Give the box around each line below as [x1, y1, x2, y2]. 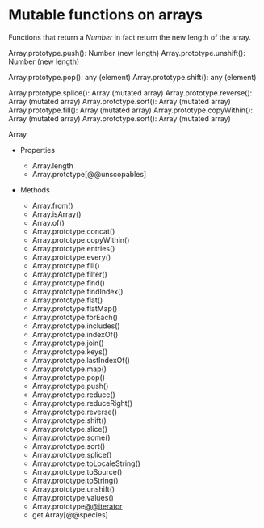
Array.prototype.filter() [31, 269, 107, 279]
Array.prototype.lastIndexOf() [31, 355, 131, 365]
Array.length [31, 160, 74, 171]
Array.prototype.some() [31, 433, 111, 442]
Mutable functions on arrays [8, 6, 203, 24]
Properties [19, 145, 55, 154]
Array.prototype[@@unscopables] [31, 169, 147, 179]
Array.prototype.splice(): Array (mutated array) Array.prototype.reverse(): [8, 87, 253, 98]
